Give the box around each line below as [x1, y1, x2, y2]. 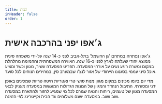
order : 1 [5, 16, 23, 21]
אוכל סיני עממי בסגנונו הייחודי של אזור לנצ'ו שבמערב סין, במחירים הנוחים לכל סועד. [5, 69, 157, 74]
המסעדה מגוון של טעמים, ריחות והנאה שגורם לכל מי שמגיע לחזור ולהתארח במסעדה [5, 88, 157, 94]
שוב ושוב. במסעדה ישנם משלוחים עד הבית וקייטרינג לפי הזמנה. [5, 93, 120, 100]
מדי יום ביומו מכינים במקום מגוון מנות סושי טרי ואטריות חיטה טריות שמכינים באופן [5, 78, 154, 84]
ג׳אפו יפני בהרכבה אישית [5, 37, 102, 48]
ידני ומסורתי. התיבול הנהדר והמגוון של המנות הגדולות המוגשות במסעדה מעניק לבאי [5, 83, 157, 89]
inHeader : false [5, 12, 38, 17]
